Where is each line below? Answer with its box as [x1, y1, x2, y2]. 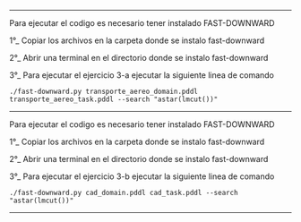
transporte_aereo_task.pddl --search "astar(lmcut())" [9, 95, 219, 104]
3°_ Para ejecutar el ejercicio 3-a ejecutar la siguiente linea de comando [9, 70, 275, 81]
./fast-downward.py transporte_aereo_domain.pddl [9, 87, 199, 96]
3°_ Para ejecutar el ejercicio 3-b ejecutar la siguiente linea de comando [9, 171, 275, 182]
